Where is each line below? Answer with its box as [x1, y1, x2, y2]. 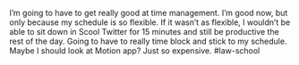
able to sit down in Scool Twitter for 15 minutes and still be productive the [9, 27, 279, 37]
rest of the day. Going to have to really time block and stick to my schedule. [9, 36, 287, 46]
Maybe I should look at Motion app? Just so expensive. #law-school [9, 45, 261, 56]
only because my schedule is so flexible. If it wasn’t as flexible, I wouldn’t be [9, 17, 291, 28]
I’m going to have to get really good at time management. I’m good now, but [9, 8, 288, 18]
